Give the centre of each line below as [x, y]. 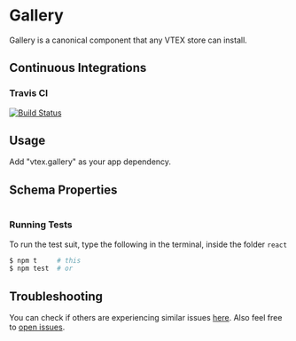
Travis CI [29, 93]
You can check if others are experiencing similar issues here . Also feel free [146, 318]
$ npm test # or [41, 269]
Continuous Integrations [78, 68]
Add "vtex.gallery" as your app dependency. [90, 162]
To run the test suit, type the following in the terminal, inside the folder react [148, 244]
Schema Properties [63, 190]
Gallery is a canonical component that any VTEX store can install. [129, 40]
